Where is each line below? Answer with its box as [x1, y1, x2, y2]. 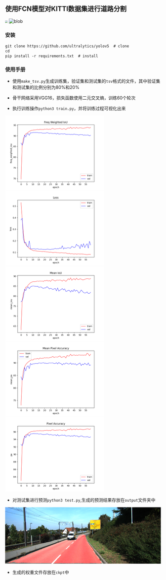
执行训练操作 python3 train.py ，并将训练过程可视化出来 [12, 106, 126, 112]
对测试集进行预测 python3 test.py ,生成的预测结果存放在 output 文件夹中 [12, 497, 156, 503]
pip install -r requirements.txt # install [5, 54, 98, 59]
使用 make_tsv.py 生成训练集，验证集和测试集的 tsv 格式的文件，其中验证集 [12, 78, 161, 84]
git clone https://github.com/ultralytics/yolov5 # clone [5, 44, 129, 49]
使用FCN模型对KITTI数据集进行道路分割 [5, 4, 127, 13]
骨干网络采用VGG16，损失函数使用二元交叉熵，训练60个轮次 [12, 95, 136, 101]
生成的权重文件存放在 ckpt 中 [12, 569, 69, 575]
